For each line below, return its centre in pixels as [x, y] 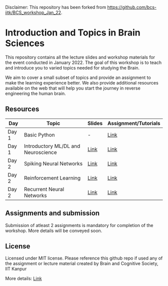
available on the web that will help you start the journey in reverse [73, 88]
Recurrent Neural [44, 189]
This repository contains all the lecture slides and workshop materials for [80, 57]
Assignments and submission [52, 213]
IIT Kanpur [16, 269]
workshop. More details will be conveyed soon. [54, 230]
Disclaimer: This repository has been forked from [56, 7]
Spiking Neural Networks [53, 163]
